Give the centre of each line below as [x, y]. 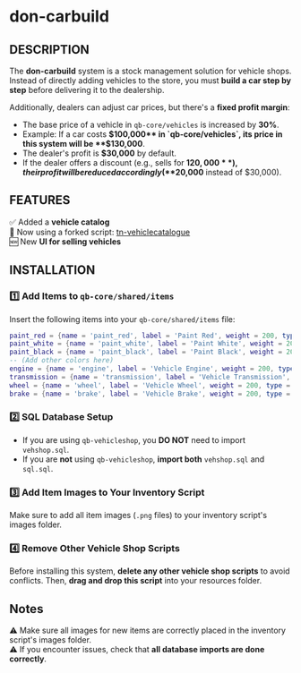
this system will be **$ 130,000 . [84, 144]
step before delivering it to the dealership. [87, 90]
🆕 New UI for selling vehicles [65, 241]
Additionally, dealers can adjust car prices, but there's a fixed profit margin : [150, 107]
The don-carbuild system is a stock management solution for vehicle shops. [150, 71]
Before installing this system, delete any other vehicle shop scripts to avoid [150, 571]
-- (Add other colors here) [62, 361]
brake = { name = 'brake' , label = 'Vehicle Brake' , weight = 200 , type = [150, 394]
